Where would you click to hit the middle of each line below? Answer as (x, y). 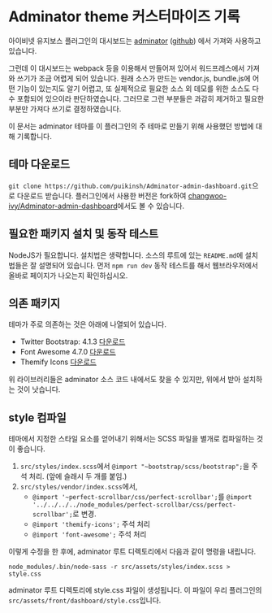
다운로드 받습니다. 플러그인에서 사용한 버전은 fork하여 (101, 195)
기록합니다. (35, 136)
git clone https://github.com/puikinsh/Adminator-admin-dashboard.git (130, 186)
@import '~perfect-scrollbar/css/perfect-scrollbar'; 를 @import (142, 497)
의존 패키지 (35, 303)
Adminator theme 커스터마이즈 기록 (124, 17)
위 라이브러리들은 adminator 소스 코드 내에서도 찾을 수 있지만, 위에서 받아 (125, 380)
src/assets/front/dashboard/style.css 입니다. (85, 600)
